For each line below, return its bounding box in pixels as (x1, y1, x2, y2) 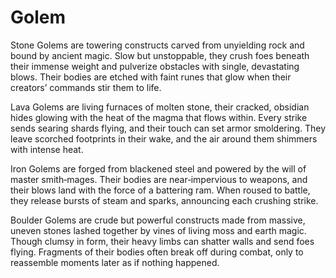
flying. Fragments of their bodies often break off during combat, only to (10, 246, 304, 258)
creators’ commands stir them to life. (10, 81, 162, 93)
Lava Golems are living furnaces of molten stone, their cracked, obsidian (10, 101, 310, 113)
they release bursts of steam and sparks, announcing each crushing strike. (10, 194, 319, 206)
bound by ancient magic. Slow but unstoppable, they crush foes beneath (10, 49, 310, 61)
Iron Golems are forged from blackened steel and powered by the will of (10, 162, 307, 175)
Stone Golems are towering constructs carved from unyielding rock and (10, 39, 305, 51)
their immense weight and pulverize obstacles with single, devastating (10, 60, 300, 72)
